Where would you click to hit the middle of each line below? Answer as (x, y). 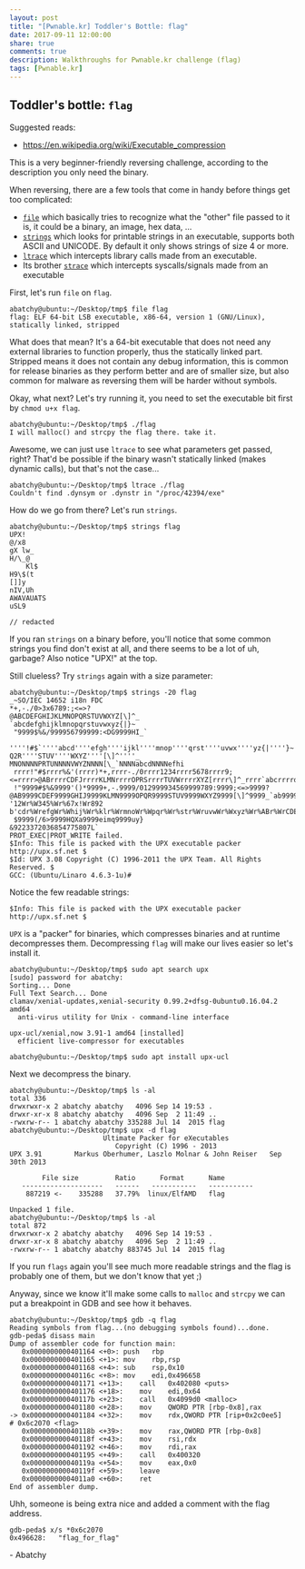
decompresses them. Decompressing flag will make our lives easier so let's (151, 943)
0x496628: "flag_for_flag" (64, 1538)
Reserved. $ (32, 867)
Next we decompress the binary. (70, 1074)
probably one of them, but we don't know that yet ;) (106, 1276)
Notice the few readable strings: (69, 892)
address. (26, 1513)
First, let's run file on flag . (61, 293)
